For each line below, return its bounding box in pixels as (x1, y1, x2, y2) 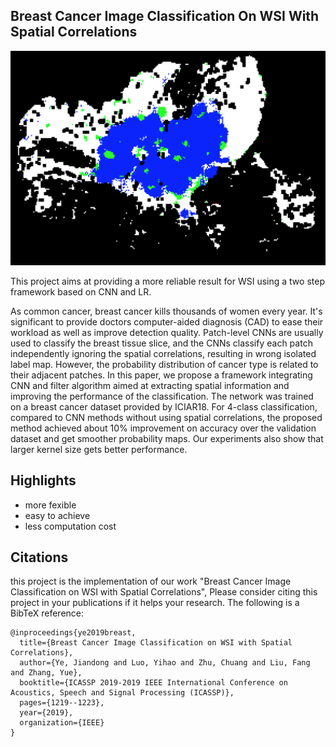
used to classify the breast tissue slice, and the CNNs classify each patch (10, 337, 313, 349)
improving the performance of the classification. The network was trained (10, 390, 314, 402)
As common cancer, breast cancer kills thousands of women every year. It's (10, 305, 323, 317)
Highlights (10, 472, 77, 489)
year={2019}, (19, 708, 74, 718)
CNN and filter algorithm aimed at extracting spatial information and (10, 379, 290, 391)
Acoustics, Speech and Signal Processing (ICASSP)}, (10, 688, 235, 698)
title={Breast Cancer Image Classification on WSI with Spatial (19, 638, 293, 648)
